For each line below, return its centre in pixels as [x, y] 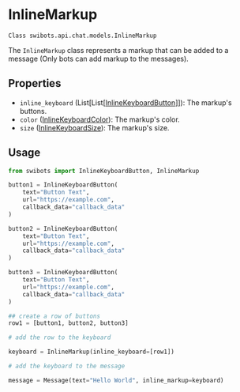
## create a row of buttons [54, 316]
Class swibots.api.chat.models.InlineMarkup [82, 36]
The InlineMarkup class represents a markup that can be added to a [118, 50]
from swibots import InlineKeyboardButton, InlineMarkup [104, 171]
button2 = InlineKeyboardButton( [63, 228]
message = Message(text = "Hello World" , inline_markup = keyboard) [116, 380]
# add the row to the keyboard [60, 337]
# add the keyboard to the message [67, 366]
